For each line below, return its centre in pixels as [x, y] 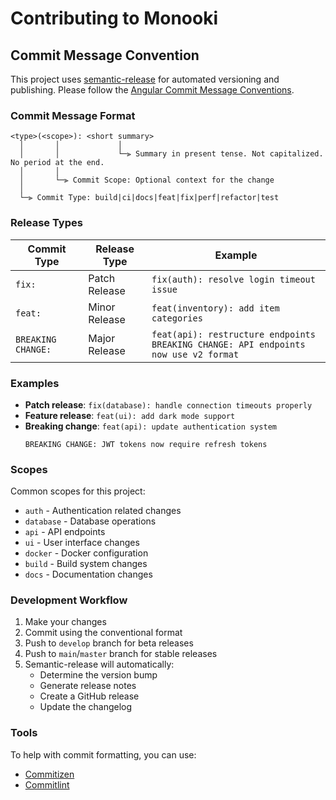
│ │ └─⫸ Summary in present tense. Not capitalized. [171, 154]
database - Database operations [90, 521]
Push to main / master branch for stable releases [121, 654]
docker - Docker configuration [86, 553]
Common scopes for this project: [78, 491]
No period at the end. [57, 163]
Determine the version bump [98, 675]
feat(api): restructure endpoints [233, 334]
